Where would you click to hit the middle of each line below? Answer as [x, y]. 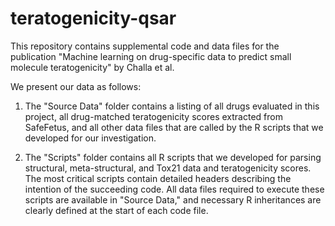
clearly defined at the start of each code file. [116, 210]
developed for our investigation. [90, 138]
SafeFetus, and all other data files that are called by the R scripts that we [174, 127]
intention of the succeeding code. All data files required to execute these [174, 189]
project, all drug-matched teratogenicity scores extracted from [153, 116]
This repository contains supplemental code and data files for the [145, 46]
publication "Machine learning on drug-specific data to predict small [151, 56]
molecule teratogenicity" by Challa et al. [92, 67]
